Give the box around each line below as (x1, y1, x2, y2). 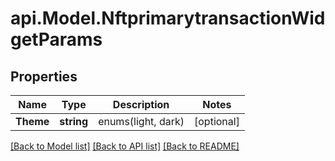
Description (112, 98, 170, 111)
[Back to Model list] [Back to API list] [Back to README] (10, 140, 240, 152)
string (59, 115, 89, 128)
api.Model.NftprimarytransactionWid (10, 7, 326, 30)
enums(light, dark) (98, 115, 185, 128)
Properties (10, 68, 78, 85)
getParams (10, 28, 103, 51)
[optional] (194, 115, 240, 128)
